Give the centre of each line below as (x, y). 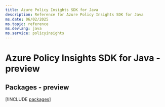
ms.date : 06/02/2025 (27, 19)
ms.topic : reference (27, 24)
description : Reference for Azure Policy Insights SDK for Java (74, 15)
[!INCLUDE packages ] (28, 99)
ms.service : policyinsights (35, 33)
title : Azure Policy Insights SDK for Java (52, 10)
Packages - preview (37, 87)
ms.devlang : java (24, 29)
